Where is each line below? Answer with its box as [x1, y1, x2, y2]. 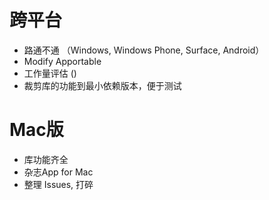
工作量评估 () [23, 67, 77, 79]
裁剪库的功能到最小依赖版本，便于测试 [23, 79, 182, 91]
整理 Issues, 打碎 [23, 178, 94, 190]
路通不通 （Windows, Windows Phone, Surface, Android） [23, 44, 265, 56]
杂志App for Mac [23, 166, 94, 178]
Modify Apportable [23, 55, 102, 67]
